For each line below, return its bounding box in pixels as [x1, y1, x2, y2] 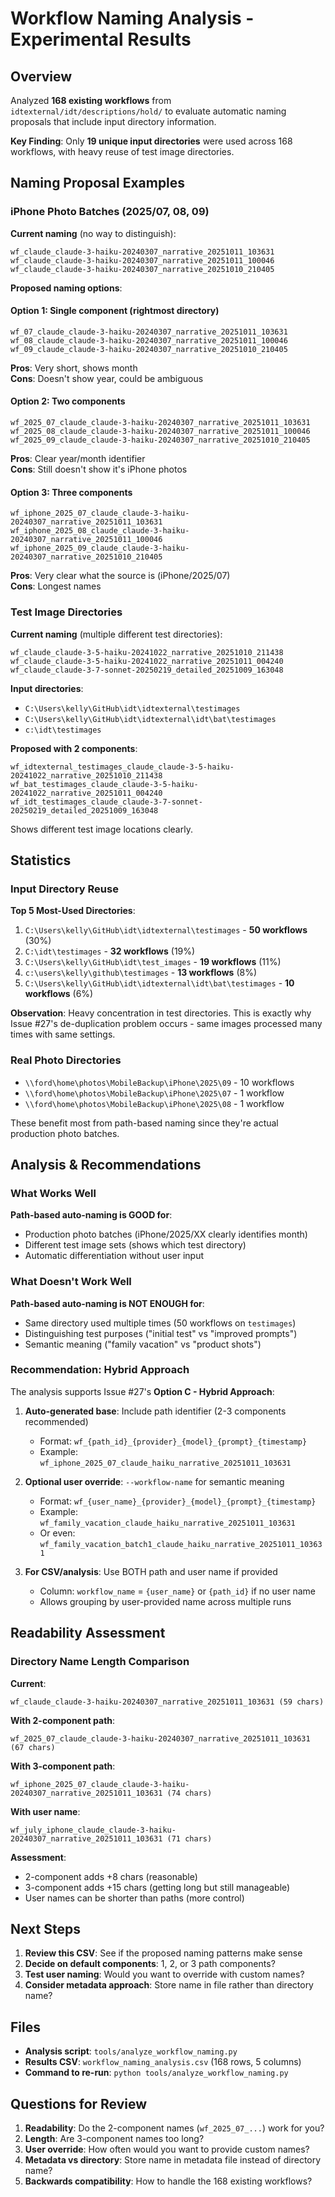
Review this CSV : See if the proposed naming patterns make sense [24, 1947, 303, 1959]
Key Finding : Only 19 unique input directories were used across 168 [10, 135, 293, 147]
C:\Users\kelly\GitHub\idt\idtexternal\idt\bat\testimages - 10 [24, 977, 295, 989]
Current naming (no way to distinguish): [10, 227, 177, 239]
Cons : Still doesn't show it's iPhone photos [10, 463, 188, 476]
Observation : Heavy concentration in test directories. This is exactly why [10, 1007, 312, 1019]
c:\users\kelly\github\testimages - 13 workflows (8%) [24, 967, 258, 979]
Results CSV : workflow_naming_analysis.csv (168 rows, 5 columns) [24, 2056, 302, 2068]
